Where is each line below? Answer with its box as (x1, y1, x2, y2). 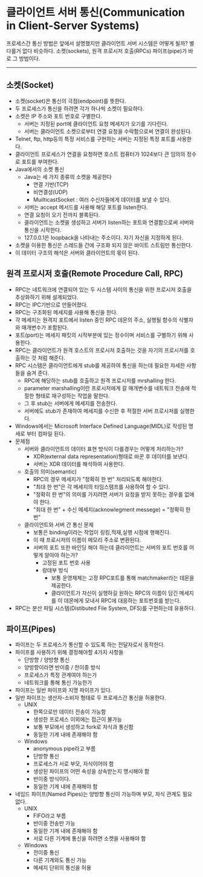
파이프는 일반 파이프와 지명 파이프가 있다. (14, 686, 112, 694)
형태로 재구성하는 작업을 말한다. (35, 392, 110, 399)
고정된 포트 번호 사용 (42, 559, 91, 566)
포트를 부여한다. (21, 158, 59, 165)
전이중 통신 (33, 849, 59, 856)
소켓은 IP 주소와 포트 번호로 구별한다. (14, 112, 103, 120)
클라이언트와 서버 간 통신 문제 (24, 521, 94, 528)
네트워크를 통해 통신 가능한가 (24, 679, 92, 686)
